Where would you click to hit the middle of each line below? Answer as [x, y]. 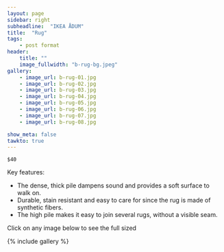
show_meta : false [32, 135]
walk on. [29, 193]
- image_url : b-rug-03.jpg [58, 90]
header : [18, 52]
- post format [39, 45]
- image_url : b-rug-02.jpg [58, 84]
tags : [15, 39]
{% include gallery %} [38, 242]
